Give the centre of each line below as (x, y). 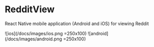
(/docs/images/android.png (33, 39)
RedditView (30, 9)
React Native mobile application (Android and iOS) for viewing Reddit (77, 24)
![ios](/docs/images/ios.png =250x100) (46, 33)
